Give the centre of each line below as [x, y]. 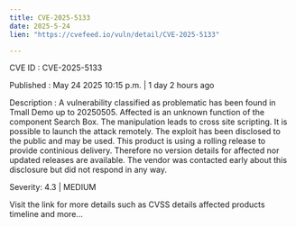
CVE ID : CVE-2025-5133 [56, 68]
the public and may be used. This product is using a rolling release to [138, 141]
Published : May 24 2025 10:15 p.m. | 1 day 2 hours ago [112, 86]
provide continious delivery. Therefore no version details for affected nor [144, 150]
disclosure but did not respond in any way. [88, 170]
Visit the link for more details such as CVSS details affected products [137, 204]
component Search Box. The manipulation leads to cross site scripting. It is [148, 122]
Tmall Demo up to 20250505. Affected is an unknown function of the [137, 113]
